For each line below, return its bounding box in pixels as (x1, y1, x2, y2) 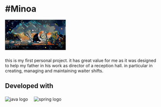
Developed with (5, 82, 53, 90)
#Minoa (5, 3, 36, 15)
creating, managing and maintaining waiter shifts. (5, 68, 103, 74)
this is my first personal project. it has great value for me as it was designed (5, 57, 156, 63)
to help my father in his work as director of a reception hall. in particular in (5, 62, 153, 68)
